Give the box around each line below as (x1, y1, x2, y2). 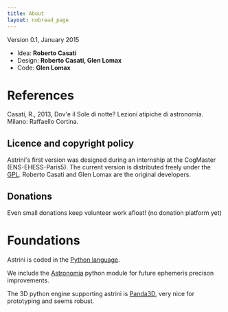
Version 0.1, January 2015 (7, 35, 80, 43)
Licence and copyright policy (7, 137, 135, 149)
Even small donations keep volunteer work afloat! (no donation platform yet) (7, 209, 222, 217)
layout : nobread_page (7, 17, 69, 23)
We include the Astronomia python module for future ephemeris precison (7, 269, 214, 277)
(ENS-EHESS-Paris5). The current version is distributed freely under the (7, 163, 211, 171)
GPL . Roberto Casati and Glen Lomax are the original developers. (7, 170, 191, 179)
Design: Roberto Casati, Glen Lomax (16, 56, 122, 64)
